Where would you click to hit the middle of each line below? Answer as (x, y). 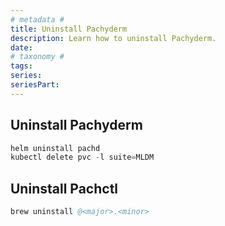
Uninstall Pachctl (64, 188)
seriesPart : (35, 85)
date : (21, 47)
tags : (21, 66)
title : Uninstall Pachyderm (69, 29)
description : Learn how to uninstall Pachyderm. (113, 38)
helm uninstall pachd (55, 148)
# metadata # (37, 19)
